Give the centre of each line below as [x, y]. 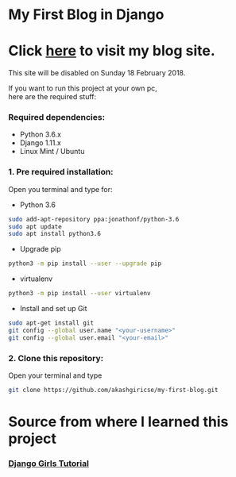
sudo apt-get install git [51, 323]
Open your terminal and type [55, 375]
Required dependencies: [57, 117]
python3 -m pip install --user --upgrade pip [85, 264]
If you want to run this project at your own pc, [83, 88]
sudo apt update [35, 227]
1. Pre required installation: [61, 172]
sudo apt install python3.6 [55, 234]
